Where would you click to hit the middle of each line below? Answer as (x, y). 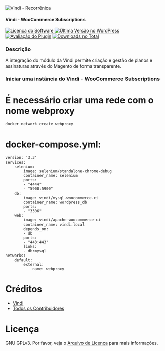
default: (24, 260)
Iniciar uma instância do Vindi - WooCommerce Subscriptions (83, 79)
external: (34, 265)
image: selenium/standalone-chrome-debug (68, 171)
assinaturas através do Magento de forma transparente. (63, 66)
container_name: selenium (51, 176)
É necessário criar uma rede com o (79, 100)
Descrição (18, 49)
